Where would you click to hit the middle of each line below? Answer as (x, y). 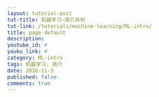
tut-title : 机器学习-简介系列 (46, 20)
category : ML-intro (35, 58)
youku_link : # (28, 52)
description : (26, 39)
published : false (32, 77)
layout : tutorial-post (40, 13)
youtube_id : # (28, 45)
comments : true (29, 83)
